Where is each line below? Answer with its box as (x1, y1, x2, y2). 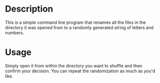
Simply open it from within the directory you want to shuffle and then (5, 63, 143, 68)
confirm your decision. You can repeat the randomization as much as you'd (5, 68, 155, 74)
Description (5, 3, 53, 15)
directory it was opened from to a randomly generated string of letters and (5, 24, 154, 30)
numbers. (5, 30, 24, 35)
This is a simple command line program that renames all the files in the (5, 19, 146, 25)
